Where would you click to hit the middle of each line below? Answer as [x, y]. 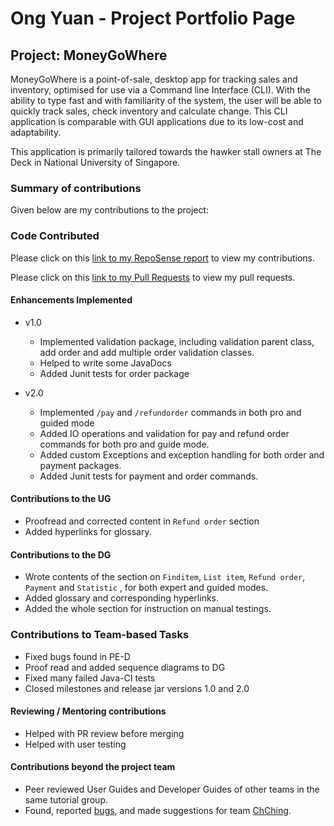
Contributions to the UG [61, 499]
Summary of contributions [76, 188]
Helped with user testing [75, 744]
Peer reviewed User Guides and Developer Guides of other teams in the [172, 789]
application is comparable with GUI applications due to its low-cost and [157, 121]
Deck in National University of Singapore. [95, 162]
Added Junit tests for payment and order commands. [149, 476]
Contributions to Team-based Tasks [100, 635]
